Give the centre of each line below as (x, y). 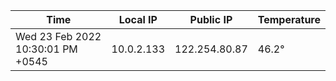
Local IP (138, 19)
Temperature (289, 19)
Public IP (211, 19)
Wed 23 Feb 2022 (58, 36)
